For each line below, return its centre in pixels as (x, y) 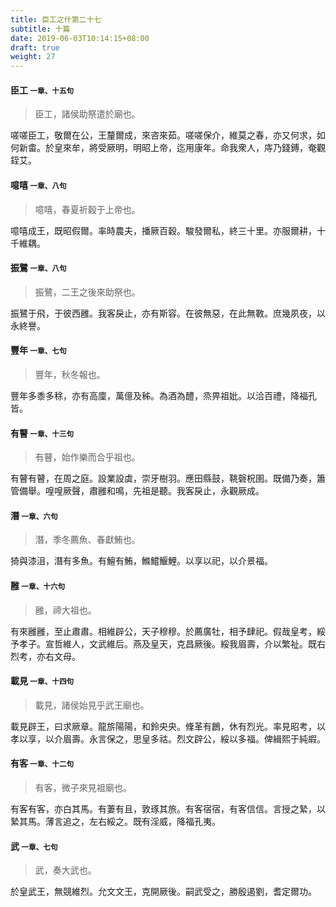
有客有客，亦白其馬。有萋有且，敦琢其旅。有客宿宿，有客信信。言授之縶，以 (168, 808)
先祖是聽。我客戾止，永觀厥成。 (198, 491)
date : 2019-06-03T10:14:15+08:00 (80, 38)
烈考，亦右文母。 (45, 656)
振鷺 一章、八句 (38, 268)
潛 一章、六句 (34, 515)
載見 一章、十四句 (42, 681)
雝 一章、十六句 (38, 585)
